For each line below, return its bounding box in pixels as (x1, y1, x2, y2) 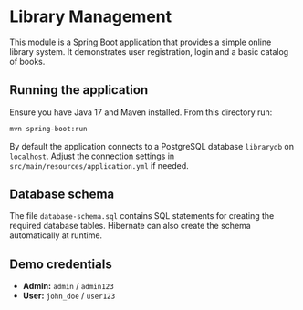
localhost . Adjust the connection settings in (9, 150, 175, 161)
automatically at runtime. (9, 230, 103, 241)
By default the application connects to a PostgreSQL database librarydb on (9, 140, 295, 151)
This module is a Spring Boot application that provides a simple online (9, 36, 272, 47)
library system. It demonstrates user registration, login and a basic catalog (9, 46, 289, 57)
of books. (9, 56, 46, 67)
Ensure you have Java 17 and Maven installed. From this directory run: (9, 107, 273, 118)
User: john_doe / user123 (22, 290, 116, 302)
